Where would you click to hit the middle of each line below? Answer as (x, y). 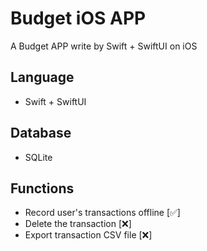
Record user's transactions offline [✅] (102, 213)
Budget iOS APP (78, 18)
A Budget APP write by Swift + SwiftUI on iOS (104, 46)
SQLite (38, 157)
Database (41, 133)
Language (42, 77)
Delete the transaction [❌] (78, 224)
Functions (42, 188)
